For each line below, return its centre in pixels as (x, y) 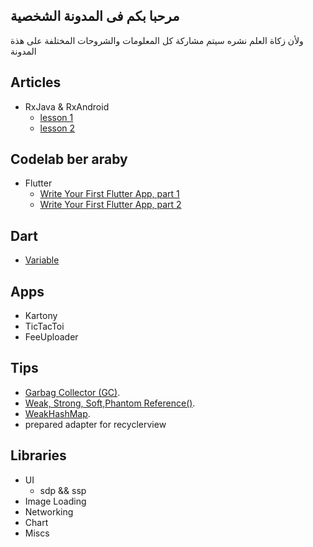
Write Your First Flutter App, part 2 (110, 205)
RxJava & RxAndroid (67, 106)
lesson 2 (57, 128)
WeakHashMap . (57, 413)
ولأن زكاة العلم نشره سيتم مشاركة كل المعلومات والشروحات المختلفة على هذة (157, 40)
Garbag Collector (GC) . (72, 392)
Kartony (41, 316)
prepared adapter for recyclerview (95, 424)
